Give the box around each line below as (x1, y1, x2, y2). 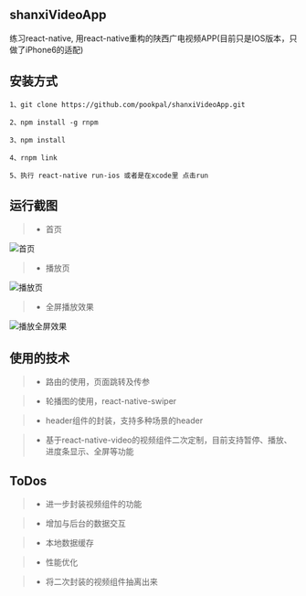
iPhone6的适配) (25, 44, 84, 55)
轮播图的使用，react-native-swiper (45, 396, 177, 407)
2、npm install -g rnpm (9, 118, 99, 127)
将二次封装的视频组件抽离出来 (45, 576, 158, 588)
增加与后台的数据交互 (45, 518, 126, 529)
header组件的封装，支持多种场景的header (45, 415, 204, 426)
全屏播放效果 (45, 302, 94, 313)
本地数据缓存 (45, 537, 94, 548)
